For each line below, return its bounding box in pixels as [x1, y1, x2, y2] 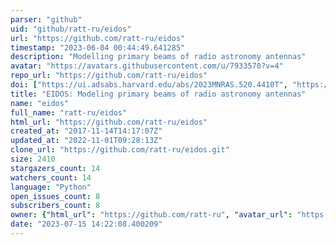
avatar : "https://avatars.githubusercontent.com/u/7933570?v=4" [10, 61, 284, 71]
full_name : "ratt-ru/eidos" [10, 107, 128, 118]
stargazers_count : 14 [10, 163, 101, 173]
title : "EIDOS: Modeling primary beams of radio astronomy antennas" [10, 89, 307, 99]
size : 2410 [10, 154, 56, 164]
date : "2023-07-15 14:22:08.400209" [10, 219, 163, 230]
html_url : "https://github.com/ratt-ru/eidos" [10, 117, 208, 127]
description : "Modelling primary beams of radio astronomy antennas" [10, 52, 307, 62]
